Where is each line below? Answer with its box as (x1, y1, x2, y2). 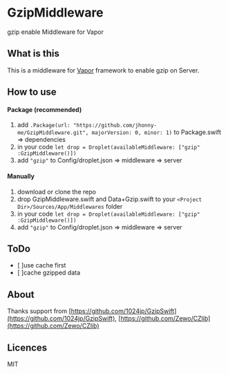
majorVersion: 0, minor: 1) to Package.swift (91, 128, 222, 136)
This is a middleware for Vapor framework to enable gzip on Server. (7, 66, 200, 74)
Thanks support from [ (7, 307, 71, 315)
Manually (7, 171, 35, 180)
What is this (7, 48, 60, 59)
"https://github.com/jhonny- (73, 122, 158, 129)
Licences (7, 342, 48, 353)
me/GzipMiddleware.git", (17, 129, 89, 136)
